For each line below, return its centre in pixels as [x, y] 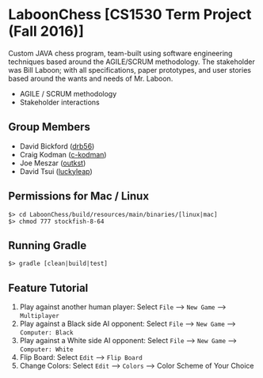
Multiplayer [39, 316]
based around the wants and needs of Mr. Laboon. [91, 78]
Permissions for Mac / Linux [78, 197]
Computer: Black [46, 333]
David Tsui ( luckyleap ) [56, 171]
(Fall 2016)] [46, 31]
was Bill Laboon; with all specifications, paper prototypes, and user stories [130, 70]
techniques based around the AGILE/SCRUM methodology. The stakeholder [131, 62]
